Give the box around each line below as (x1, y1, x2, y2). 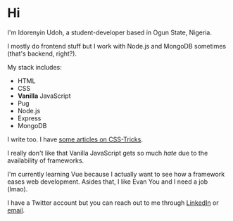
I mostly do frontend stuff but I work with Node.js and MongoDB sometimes (7, 42, 227, 50)
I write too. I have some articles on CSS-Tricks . (7, 135, 143, 144)
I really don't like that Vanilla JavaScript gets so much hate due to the (7, 149, 208, 157)
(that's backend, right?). (7, 49, 77, 58)
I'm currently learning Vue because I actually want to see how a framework (7, 170, 225, 178)
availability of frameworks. (7, 156, 84, 165)
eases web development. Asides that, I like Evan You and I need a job (7, 177, 208, 186)
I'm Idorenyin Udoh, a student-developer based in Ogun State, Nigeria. (7, 28, 213, 37)
